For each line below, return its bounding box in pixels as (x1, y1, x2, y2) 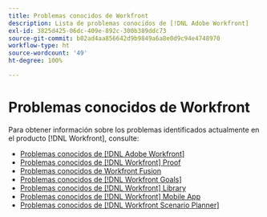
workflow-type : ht (8, 42, 70, 50)
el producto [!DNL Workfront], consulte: (8, 133, 140, 143)
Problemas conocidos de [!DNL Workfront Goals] (19, 174, 182, 184)
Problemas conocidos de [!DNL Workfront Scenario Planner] (19, 200, 220, 210)
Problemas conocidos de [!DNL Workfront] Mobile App (19, 191, 201, 201)
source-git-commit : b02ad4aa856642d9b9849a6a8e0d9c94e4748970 (8, 34, 220, 43)
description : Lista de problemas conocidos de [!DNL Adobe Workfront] (8, 19, 249, 27)
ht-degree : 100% (8, 57, 63, 65)
